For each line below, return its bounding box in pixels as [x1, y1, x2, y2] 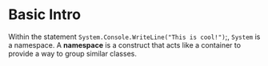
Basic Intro [8, 6, 82, 24]
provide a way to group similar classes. [8, 49, 138, 58]
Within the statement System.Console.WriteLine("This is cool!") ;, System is [8, 32, 261, 41]
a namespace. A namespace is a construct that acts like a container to [8, 40, 242, 49]
